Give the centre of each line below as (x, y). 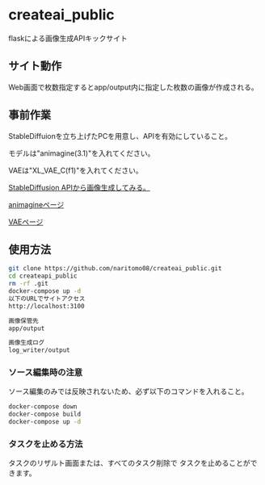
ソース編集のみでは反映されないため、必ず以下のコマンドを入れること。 (128, 391)
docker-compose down (43, 407)
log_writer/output (39, 350)
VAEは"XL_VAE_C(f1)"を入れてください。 (76, 170)
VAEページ (26, 222)
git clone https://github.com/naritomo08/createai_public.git (115, 269)
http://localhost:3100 (46, 306)
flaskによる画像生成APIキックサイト (68, 38)
